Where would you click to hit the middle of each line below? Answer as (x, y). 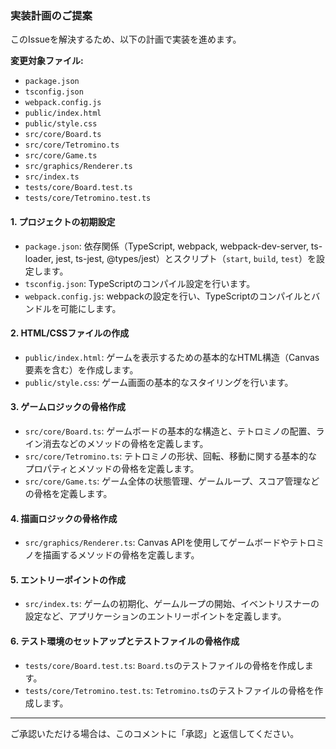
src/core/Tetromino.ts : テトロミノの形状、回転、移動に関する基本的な (171, 456)
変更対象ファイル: (47, 61)
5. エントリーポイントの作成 (68, 579)
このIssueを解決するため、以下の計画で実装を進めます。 (126, 39)
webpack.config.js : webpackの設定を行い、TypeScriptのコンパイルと (168, 296)
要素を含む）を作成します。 (81, 369)
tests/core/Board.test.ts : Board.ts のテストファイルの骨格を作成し (164, 665)
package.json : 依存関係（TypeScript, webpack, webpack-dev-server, (166, 246)
